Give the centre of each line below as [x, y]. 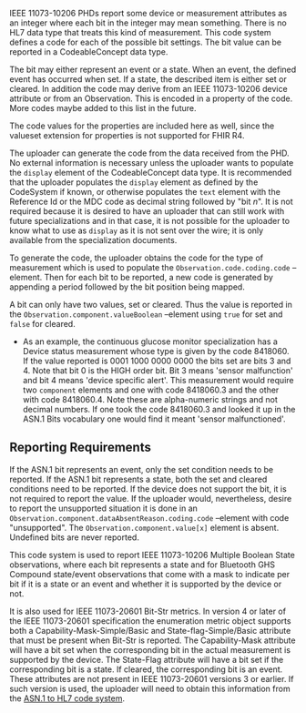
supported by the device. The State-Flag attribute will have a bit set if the [147, 659]
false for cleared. [42, 324]
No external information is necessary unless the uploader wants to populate [152, 163]
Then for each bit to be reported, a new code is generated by [158, 277]
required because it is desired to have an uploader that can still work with [147, 211]
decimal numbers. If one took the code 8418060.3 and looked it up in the [159, 409]
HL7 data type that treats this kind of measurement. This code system [140, 32]
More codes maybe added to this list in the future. [103, 108]
